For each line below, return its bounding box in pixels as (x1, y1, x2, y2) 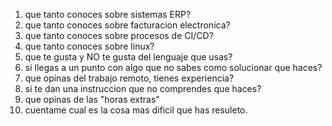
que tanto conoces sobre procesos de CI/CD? (24, 30, 214, 41)
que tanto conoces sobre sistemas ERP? (24, 9, 192, 20)
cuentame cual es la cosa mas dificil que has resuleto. (24, 104, 248, 116)
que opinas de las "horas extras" (24, 94, 160, 105)
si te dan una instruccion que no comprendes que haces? (24, 83, 262, 94)
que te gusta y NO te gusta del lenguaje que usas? (24, 51, 233, 63)
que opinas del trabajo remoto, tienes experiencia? (24, 72, 235, 84)
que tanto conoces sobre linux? (24, 40, 155, 52)
